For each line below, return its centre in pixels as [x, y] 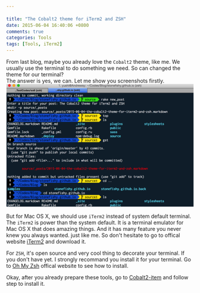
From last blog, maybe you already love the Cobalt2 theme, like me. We [93, 62]
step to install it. [26, 283]
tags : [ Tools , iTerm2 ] [34, 44]
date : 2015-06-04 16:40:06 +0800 [48, 25]
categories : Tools [29, 38]
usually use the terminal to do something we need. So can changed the [93, 68]
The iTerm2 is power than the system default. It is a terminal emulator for [95, 222]
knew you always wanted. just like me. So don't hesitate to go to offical [93, 235]
